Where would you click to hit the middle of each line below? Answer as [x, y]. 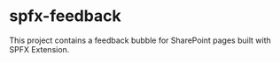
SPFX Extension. [39, 49]
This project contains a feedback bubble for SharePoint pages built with [140, 40]
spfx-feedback [65, 16]
